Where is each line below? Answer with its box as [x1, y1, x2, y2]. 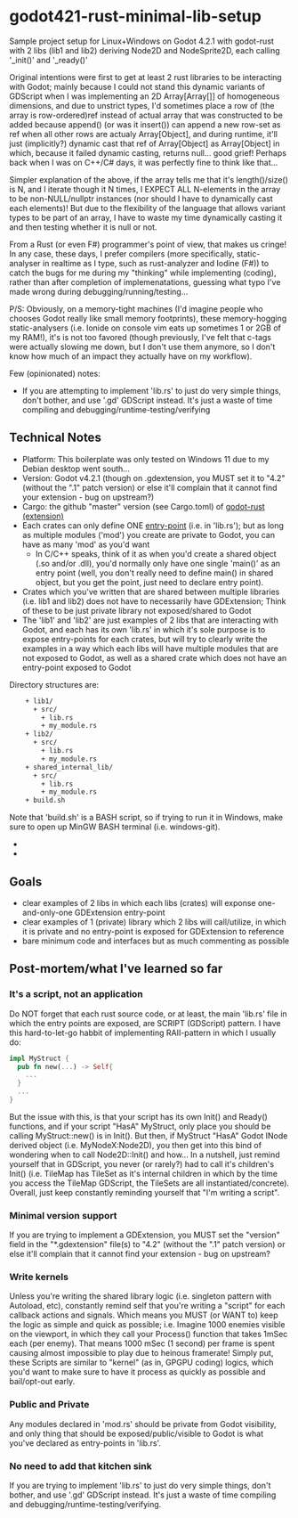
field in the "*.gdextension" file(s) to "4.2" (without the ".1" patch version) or [9, 1239, 286, 1250]
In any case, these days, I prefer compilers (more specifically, [9, 248, 235, 259]
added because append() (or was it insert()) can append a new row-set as [9, 118, 281, 130]
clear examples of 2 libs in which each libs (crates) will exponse [21, 897, 256, 908]
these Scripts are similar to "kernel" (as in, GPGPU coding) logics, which [9, 1357, 274, 1368]
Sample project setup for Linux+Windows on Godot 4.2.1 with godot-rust [9, 36, 274, 46]
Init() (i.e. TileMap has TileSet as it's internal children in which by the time [9, 1168, 278, 1179]
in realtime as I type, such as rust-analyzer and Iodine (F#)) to [43, 257, 270, 268]
